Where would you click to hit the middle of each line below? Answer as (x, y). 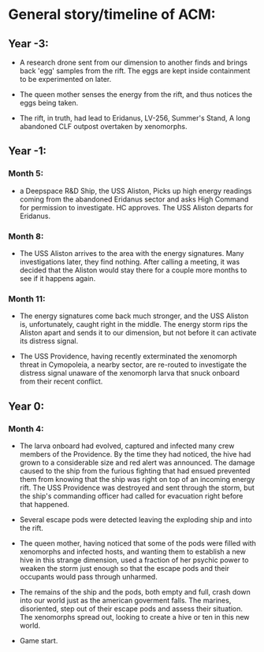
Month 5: (26, 173)
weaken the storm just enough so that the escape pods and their (125, 568)
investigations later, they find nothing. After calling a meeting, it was (130, 261)
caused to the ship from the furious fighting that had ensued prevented (135, 471)
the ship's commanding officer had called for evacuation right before (131, 496)
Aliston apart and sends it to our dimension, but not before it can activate (138, 333)
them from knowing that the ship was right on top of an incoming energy (137, 479)
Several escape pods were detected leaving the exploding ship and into (136, 519)
